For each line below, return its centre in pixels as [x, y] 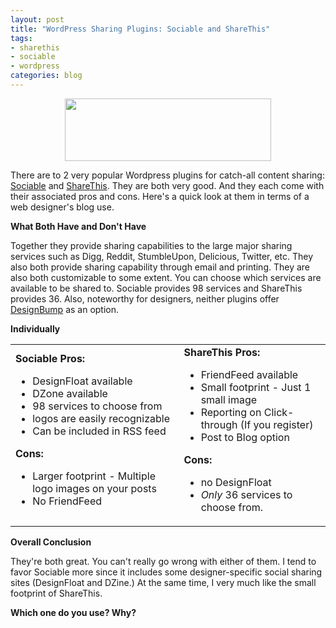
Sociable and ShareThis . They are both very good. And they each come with [167, 185]
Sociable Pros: [50, 358]
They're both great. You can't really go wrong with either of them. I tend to [163, 561]
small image [229, 399]
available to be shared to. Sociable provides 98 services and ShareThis [156, 288]
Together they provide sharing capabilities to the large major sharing [151, 245]
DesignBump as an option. [65, 309]
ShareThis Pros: [222, 352]
